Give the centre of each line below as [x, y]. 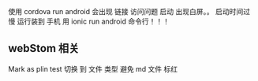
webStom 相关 [44, 48]
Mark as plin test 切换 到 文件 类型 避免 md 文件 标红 [93, 68]
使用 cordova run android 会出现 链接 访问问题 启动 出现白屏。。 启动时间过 [129, 11]
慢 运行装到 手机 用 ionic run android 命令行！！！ [89, 21]
